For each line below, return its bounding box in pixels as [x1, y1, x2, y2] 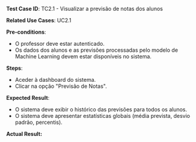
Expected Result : [6, 94, 50, 101]
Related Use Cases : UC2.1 [6, 17, 72, 23]
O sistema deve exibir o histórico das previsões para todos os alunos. [14, 106, 188, 113]
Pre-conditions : [6, 28, 46, 35]
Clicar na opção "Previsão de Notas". [14, 82, 107, 90]
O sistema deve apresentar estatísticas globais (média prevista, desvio [14, 113, 191, 119]
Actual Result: [6, 131, 43, 137]
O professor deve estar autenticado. [14, 40, 105, 47]
